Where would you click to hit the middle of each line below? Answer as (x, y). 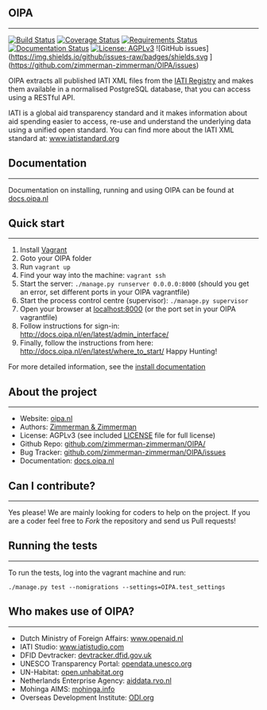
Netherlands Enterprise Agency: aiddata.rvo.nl (96, 681)
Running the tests (53, 546)
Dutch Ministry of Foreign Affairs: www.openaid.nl (102, 638)
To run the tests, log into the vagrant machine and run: (97, 572)
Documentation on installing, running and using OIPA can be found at (121, 189)
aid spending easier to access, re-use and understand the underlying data (130, 121)
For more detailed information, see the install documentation (107, 367)
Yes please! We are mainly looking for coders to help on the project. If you (129, 513)
